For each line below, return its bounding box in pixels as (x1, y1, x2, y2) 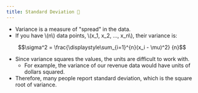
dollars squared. (24, 68, 65, 75)
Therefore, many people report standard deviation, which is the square (15, 74, 193, 82)
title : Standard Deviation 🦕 (6, 8, 80, 15)
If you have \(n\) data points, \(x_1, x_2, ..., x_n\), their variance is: (15, 31, 177, 39)
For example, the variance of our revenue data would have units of (24, 62, 191, 69)
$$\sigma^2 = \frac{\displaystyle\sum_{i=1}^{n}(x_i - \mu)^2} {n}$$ (18, 43, 186, 51)
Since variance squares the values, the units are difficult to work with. (15, 55, 190, 62)
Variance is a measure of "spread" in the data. (15, 25, 131, 33)
